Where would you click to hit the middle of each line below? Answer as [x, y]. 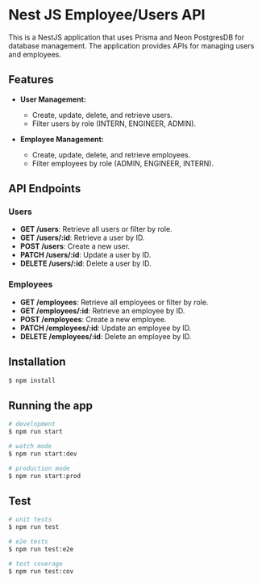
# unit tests [30, 520]
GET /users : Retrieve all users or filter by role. [96, 229]
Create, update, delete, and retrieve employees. [111, 154]
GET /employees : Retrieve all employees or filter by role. [114, 302]
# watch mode [30, 446]
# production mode [39, 468]
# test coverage [35, 564]
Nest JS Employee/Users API [107, 15]
